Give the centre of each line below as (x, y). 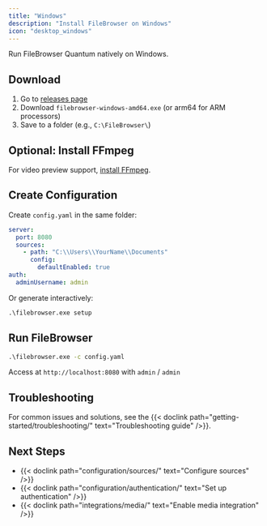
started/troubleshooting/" (51, 426)
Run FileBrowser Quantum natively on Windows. (89, 54)
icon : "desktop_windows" (50, 31)
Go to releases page (54, 99)
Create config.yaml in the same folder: (73, 215)
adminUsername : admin (52, 282)
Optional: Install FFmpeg (72, 150)
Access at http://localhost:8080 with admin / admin (94, 372)
